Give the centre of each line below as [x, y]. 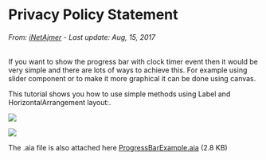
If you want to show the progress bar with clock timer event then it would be [133, 62]
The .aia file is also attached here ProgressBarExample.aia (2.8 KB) [118, 148]
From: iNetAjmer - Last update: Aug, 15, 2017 [82, 37]
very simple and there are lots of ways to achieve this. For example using [128, 70]
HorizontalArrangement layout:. [60, 103]
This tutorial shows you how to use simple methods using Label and [119, 94]
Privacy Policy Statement [93, 15]
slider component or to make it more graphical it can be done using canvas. [132, 79]
